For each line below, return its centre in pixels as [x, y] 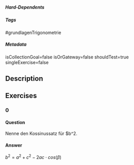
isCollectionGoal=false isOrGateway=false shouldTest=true [67, 57]
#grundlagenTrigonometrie [33, 32]
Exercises [21, 96]
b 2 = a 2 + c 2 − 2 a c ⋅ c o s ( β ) [33, 157]
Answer [14, 145]
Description [24, 78]
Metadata [16, 44]
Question [15, 122]
